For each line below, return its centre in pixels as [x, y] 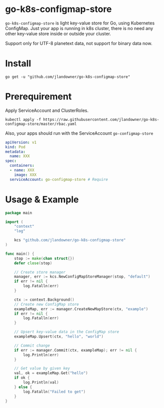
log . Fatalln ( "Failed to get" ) [54, 392]
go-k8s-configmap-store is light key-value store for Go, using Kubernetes [80, 23]
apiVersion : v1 [21, 142]
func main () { [20, 254]
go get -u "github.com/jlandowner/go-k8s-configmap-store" [68, 77]
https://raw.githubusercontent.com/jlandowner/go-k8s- [101, 119]
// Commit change [32, 346]
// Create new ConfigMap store [47, 304]
